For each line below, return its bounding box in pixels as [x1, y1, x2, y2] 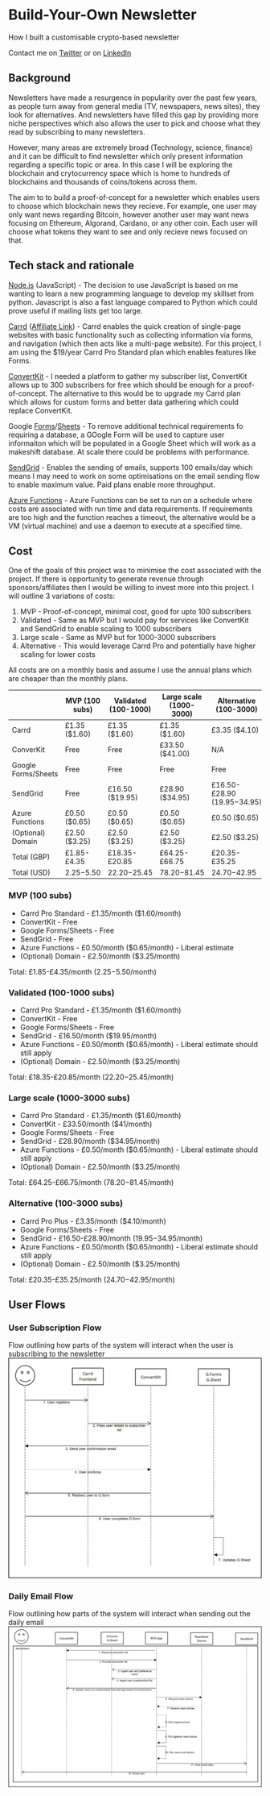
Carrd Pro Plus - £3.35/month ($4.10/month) [19, 1216, 166, 1226]
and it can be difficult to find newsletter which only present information [8, 151, 243, 160]
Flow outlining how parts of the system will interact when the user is [8, 1341, 234, 1350]
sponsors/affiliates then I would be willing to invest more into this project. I [8, 583, 255, 592]
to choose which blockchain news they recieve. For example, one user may [8, 201, 257, 210]
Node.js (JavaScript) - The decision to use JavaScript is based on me [8, 280, 239, 289]
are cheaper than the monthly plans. [8, 674, 129, 684]
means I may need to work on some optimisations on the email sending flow [8, 471, 260, 480]
